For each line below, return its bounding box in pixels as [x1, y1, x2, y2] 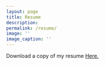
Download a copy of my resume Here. [6, 53, 99, 59]
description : [6, 19, 39, 25]
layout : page [6, 8, 39, 15]
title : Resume [6, 14, 42, 20]
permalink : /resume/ [6, 25, 58, 31]
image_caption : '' [6, 36, 52, 42]
